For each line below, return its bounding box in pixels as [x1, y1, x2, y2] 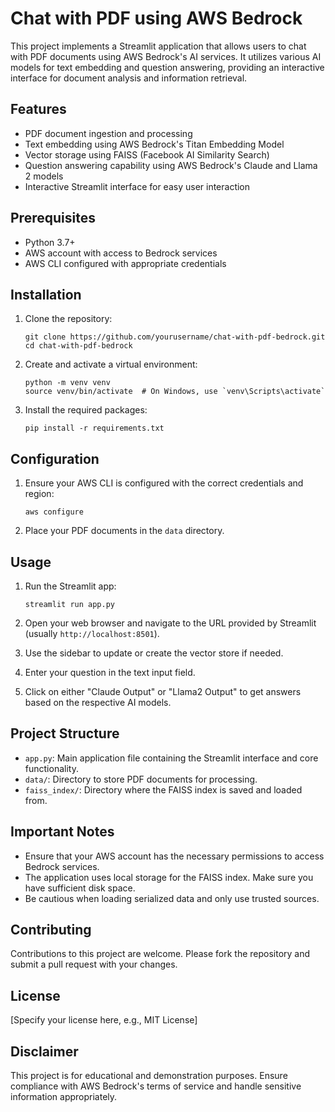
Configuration [10, 450, 100, 467]
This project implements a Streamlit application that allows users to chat [10, 40, 307, 52]
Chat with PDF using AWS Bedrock [10, 7, 303, 30]
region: [24, 488, 55, 500]
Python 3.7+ [24, 236, 76, 248]
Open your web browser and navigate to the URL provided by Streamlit [24, 617, 317, 629]
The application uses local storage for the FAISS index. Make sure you [24, 871, 314, 883]
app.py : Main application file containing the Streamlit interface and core [24, 752, 319, 764]
